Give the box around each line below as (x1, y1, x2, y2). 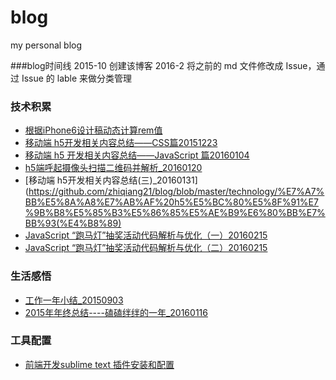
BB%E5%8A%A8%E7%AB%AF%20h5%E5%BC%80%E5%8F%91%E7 (24, 196, 319, 208)
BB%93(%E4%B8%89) (24, 217, 122, 230)
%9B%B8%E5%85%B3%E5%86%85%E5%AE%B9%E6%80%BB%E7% (24, 207, 326, 219)
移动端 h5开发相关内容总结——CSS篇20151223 (24, 137, 218, 149)
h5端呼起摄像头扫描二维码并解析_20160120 (24, 162, 203, 174)
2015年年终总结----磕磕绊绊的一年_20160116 (24, 306, 208, 318)
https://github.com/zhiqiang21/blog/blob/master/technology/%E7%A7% (28, 186, 325, 198)
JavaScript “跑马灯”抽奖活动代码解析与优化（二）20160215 (24, 242, 268, 254)
